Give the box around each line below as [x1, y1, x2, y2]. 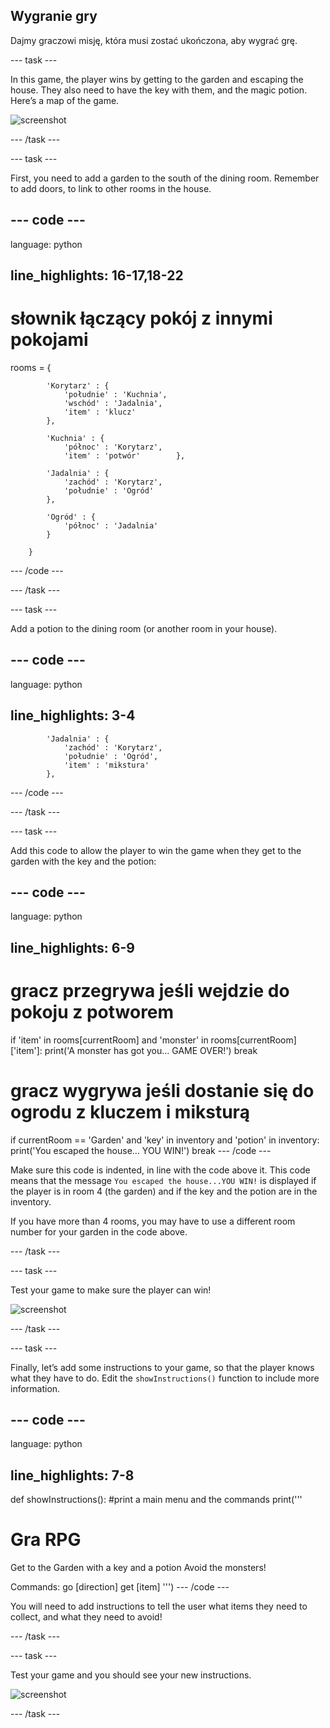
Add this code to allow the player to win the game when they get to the [10, 844, 302, 856]
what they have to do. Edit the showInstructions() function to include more [10, 1372, 320, 1384]
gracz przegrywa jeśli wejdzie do [10, 979, 290, 1002]
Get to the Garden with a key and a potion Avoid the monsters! [10, 1562, 267, 1574]
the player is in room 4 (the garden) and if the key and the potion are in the [10, 1185, 318, 1197]
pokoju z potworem [10, 1000, 175, 1023]
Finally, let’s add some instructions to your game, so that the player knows [10, 1361, 315, 1373]
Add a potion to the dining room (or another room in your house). [10, 622, 278, 634]
